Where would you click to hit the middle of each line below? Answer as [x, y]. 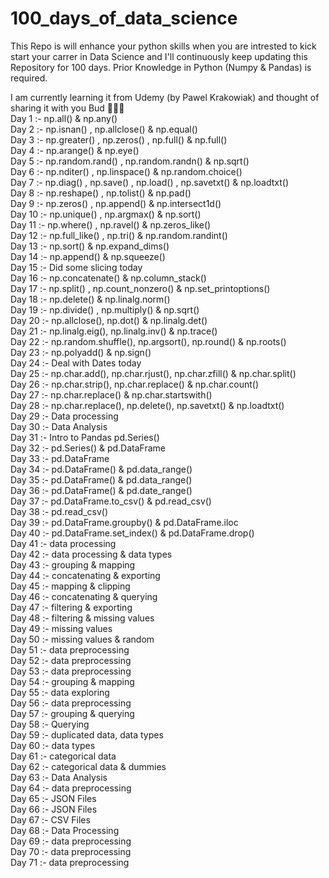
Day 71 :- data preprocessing [70, 862]
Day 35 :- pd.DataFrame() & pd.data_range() [101, 479]
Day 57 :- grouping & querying [72, 713]
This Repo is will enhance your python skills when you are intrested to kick [163, 46]
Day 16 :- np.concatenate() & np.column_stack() [108, 278]
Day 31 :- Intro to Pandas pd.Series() [85, 437]
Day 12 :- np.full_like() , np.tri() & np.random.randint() [119, 235]
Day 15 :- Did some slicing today [76, 267]
